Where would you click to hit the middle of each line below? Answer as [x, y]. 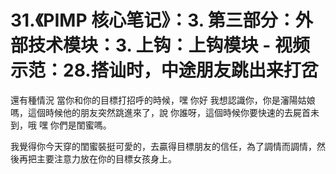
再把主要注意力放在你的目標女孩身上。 [97, 158]
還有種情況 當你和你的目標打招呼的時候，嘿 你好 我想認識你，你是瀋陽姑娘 [163, 100]
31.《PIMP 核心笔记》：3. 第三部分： [153, 20]
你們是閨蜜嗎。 [80, 125]
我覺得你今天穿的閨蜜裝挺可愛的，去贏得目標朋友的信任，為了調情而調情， [163, 146]
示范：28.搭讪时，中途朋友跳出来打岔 [164, 70]
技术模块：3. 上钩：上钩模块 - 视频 [169, 45]
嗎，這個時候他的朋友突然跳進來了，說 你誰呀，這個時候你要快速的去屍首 [160, 112]
